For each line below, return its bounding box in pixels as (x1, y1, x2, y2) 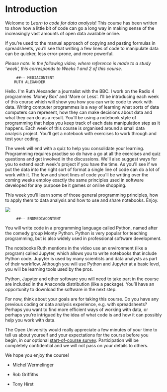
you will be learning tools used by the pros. (5, 266, 93, 272)
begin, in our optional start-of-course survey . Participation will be (5, 337, 139, 343)
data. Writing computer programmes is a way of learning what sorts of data (5, 104, 159, 110)
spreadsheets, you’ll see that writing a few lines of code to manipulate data (5, 45, 159, 51)
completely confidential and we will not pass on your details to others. (5, 342, 149, 348)
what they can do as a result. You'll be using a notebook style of (5, 114, 137, 120)
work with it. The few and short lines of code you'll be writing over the (5, 171, 149, 177)
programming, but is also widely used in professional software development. (5, 235, 162, 241)
